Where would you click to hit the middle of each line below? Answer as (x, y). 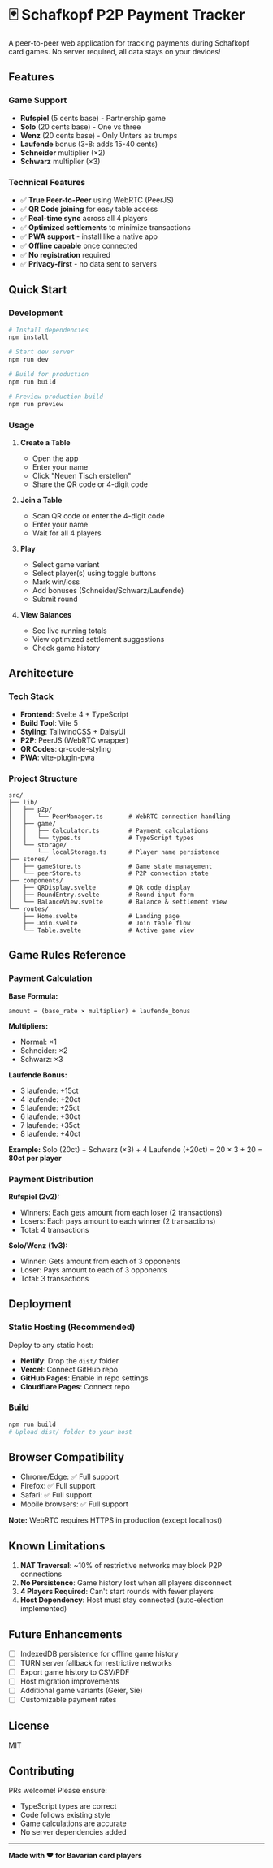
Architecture (41, 673)
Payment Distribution (51, 1179)
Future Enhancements (66, 1634)
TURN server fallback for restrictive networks (96, 1663)
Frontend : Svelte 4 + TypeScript (74, 714)
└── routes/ (28, 909)
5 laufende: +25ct (50, 1107)
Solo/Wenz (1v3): (38, 1245)
